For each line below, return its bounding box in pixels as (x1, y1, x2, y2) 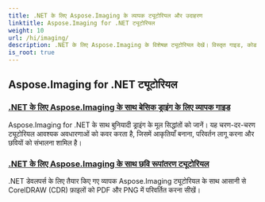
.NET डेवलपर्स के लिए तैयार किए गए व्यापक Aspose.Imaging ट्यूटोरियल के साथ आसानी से (8, 176, 247, 185)
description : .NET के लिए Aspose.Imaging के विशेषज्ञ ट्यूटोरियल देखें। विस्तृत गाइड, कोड (8, 41, 257, 49)
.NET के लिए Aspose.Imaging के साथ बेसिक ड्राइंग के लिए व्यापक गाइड (8, 102, 231, 113)
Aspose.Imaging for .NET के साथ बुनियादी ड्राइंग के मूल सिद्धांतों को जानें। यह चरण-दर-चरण (8, 120, 255, 130)
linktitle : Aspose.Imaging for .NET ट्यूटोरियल (8, 19, 156, 27)
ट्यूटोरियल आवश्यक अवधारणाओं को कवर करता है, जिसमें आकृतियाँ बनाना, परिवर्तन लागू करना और (8, 129, 255, 138)
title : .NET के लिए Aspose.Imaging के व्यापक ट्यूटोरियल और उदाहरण (8, 11, 203, 20)
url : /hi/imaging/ (8, 33, 69, 42)
